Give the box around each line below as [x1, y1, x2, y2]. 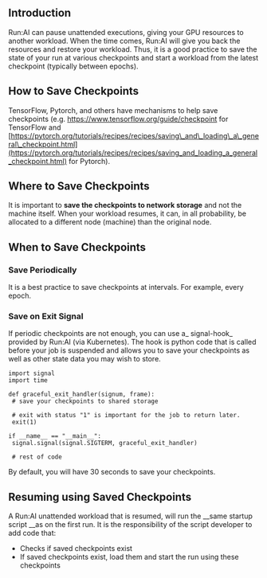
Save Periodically [8, 264, 77, 275]
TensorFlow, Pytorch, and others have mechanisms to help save [8, 105, 218, 115]
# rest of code [11, 453, 62, 461]
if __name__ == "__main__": [8, 432, 102, 440]
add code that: [8, 529, 57, 538]
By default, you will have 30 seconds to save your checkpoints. [8, 467, 216, 477]
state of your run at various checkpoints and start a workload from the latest [8, 53, 259, 62]
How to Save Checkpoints [8, 84, 139, 98]
